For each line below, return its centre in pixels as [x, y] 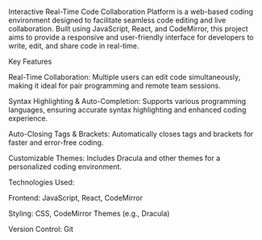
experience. [28, 118]
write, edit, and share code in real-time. [74, 46]
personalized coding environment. [65, 167]
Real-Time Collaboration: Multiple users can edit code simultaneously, [125, 77]
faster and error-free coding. [56, 143]
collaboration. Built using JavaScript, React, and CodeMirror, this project [128, 29]
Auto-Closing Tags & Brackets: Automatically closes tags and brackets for [131, 134]
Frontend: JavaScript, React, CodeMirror [76, 198]
